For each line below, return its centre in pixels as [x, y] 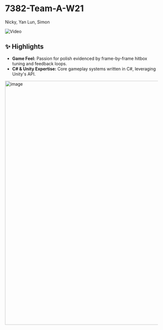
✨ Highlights [24, 47]
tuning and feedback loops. [39, 63]
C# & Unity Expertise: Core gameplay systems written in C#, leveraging [84, 69]
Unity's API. [24, 74]
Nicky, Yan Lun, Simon [27, 22]
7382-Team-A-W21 [44, 9]
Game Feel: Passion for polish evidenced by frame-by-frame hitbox [80, 58]
